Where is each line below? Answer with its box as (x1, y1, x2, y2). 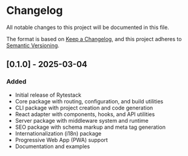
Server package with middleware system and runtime (15, 117, 149, 124)
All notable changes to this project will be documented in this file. (6, 24, 170, 31)
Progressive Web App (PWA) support (15, 136, 108, 143)
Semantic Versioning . (6, 42, 59, 49)
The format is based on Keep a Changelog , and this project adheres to (6, 35, 182, 42)
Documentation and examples (15, 143, 90, 150)
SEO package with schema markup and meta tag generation (15, 123, 166, 131)
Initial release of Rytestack (15, 91, 82, 99)
